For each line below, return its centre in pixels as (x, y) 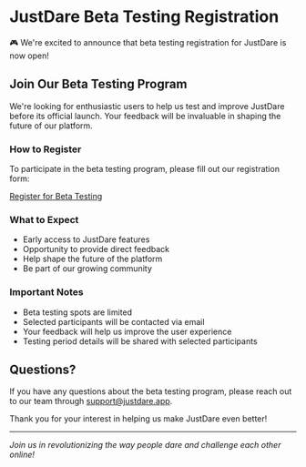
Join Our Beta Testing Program (98, 84)
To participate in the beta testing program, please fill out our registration (145, 169)
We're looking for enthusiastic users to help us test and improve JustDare (147, 106)
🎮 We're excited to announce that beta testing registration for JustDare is (148, 42)
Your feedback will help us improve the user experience (127, 331)
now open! (30, 56)
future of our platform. (51, 126)
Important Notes (46, 292)
